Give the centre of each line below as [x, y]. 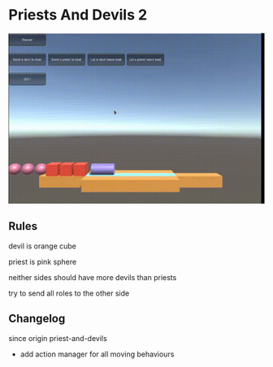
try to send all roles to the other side [69, 293]
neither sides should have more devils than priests [93, 277]
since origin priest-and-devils [58, 338]
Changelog [37, 319]
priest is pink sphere [43, 261]
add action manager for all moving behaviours [97, 354]
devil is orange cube [43, 246]
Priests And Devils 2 [78, 15]
